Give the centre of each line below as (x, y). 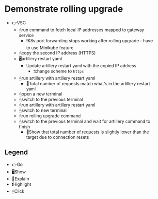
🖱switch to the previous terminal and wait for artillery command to (85, 121)
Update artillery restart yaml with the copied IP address (81, 65)
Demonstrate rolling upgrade (64, 9)
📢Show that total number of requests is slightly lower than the (87, 132)
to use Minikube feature (50, 48)
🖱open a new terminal (40, 94)
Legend (16, 153)
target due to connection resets (57, 137)
